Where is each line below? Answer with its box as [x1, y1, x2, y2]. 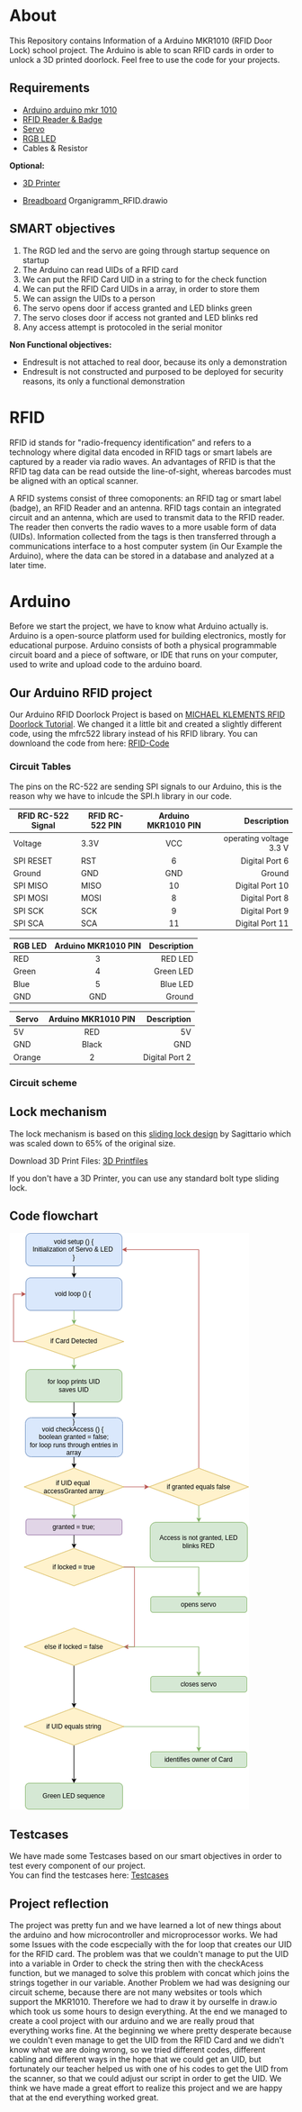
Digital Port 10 [235, 880, 289, 892]
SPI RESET [13, 855, 53, 866]
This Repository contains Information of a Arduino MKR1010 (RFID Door [9, 35, 272, 46]
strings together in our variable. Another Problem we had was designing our [9, 1978, 290, 1989]
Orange [13, 1051, 41, 1063]
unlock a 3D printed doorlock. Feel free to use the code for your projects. [9, 54, 280, 65]
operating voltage [223, 833, 289, 844]
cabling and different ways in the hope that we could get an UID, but [9, 2054, 262, 2065]
